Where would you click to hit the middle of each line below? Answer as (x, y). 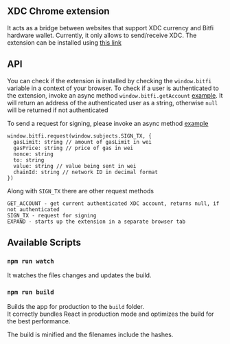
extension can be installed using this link (65, 42)
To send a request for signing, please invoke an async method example (108, 123)
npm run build (31, 292)
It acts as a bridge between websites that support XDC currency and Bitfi (111, 28)
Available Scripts (44, 243)
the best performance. (39, 321)
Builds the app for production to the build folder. (76, 306)
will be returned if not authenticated (58, 110)
